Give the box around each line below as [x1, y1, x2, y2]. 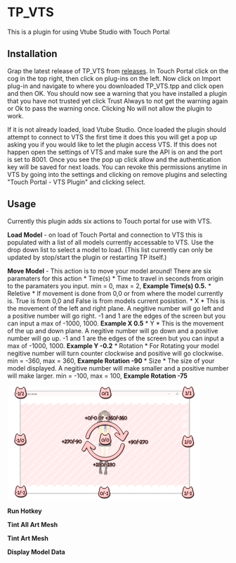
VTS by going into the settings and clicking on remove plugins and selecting [7, 170, 228, 178]
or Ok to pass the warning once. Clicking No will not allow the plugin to [7, 104, 212, 113]
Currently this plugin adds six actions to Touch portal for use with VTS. [7, 216, 212, 225]
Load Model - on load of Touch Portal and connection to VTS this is [7, 230, 203, 239]
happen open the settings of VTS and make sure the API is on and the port [7, 147, 223, 156]
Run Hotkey [7, 507, 42, 515]
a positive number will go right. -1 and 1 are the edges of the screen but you [7, 311, 226, 320]
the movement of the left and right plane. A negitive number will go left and [7, 304, 225, 312]
